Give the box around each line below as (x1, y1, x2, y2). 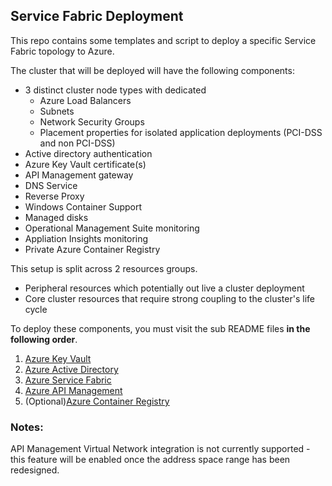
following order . (10, 333, 78, 345)
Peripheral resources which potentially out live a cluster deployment (24, 282, 305, 294)
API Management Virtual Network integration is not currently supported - (10, 443, 311, 455)
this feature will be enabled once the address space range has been (10, 454, 291, 466)
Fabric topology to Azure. (10, 45, 115, 57)
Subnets (39, 105, 75, 117)
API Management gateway (24, 169, 134, 181)
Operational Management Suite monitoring (24, 222, 200, 234)
